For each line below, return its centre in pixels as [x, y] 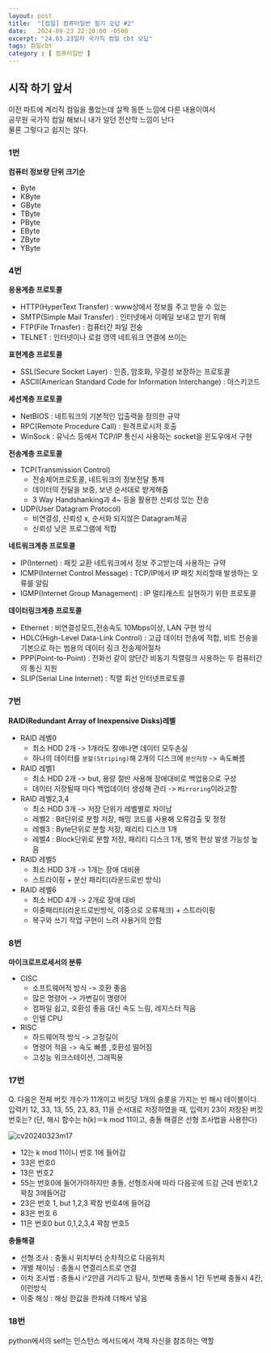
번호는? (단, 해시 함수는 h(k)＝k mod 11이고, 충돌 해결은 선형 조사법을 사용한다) [133, 1120]
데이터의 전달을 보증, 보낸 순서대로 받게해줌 [100, 490]
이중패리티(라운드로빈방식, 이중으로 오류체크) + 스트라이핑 [124, 910]
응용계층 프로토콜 [36, 290]
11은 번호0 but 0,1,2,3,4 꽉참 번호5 [74, 1223]
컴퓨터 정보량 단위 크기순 [47, 172]
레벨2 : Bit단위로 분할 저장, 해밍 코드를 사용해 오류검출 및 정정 [129, 819]
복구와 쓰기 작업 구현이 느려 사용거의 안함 [97, 920]
